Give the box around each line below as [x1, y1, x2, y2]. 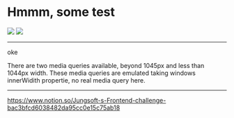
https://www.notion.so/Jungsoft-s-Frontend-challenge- [7, 96, 166, 104]
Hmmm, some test [7, 4, 116, 20]
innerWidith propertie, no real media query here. [7, 76, 146, 84]
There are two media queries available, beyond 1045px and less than [7, 61, 205, 69]
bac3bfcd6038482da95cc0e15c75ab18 [7, 103, 120, 112]
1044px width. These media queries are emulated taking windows [7, 69, 196, 77]
